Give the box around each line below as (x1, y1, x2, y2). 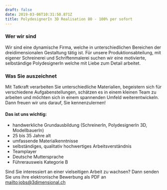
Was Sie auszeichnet (5, 73, 57, 80)
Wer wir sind (5, 33, 36, 40)
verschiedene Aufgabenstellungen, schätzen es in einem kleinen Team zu (5, 89, 157, 95)
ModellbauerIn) (12, 127, 44, 133)
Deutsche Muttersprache (12, 154, 64, 160)
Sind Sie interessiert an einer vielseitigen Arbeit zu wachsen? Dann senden (5, 169, 159, 175)
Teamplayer (12, 149, 37, 155)
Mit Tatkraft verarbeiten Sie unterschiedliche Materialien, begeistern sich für (5, 84, 162, 90)
